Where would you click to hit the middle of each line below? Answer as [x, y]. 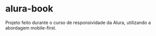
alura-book [29, 9]
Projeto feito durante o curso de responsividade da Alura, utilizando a [78, 22]
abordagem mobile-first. [31, 27]
